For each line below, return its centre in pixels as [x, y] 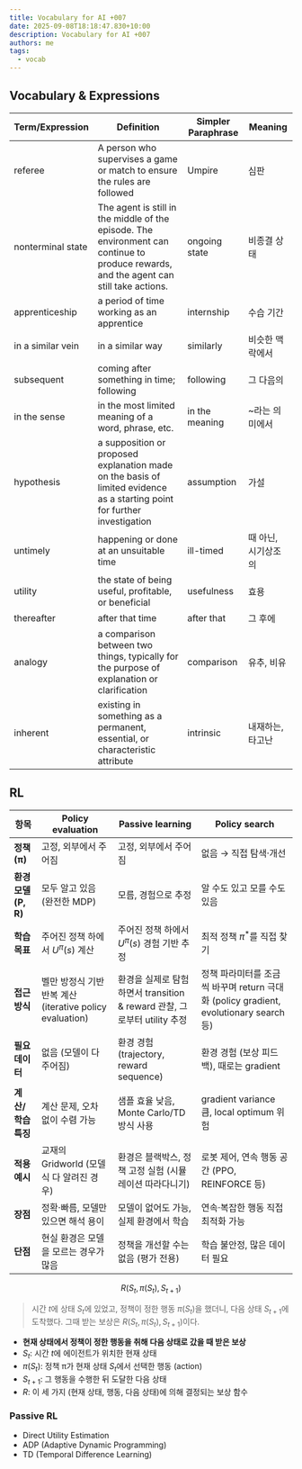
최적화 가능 [223, 1221]
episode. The [125, 230]
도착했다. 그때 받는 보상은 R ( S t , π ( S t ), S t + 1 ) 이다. [115, 1322]
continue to [121, 252]
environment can [133, 241]
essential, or [124, 738]
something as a [130, 716]
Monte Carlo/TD [152, 1113]
